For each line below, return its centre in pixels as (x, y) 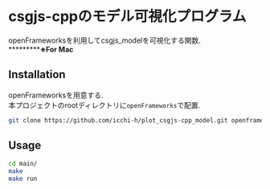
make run (23, 179)
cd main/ (23, 164)
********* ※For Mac (41, 49)
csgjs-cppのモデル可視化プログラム (127, 16)
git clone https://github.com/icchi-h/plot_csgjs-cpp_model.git (118, 120)
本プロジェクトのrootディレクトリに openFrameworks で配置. (104, 105)
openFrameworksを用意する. (56, 95)
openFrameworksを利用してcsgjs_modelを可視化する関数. (104, 40)
